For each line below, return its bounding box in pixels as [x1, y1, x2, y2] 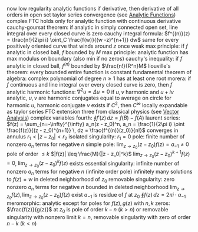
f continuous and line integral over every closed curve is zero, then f [6, 81, 173, 88]
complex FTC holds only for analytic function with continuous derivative [6, 18, 181, 24]
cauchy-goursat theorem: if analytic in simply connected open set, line [6, 24, 179, 31]
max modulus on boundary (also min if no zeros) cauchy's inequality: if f [6, 55, 183, 62]
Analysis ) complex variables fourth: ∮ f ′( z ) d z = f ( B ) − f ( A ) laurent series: [6, 114, 180, 121]
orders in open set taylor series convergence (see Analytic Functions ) [6, 11, 176, 18]
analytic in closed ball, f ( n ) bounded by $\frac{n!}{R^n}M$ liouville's [6, 61, 171, 69]
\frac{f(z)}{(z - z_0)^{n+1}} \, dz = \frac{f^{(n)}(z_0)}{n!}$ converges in [6, 127, 179, 134]
